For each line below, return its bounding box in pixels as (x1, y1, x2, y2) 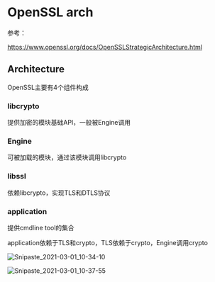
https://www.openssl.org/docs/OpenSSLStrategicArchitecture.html (7, 43, 202, 51)
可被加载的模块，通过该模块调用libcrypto (7, 153, 127, 162)
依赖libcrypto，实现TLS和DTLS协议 (7, 188, 111, 197)
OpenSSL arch (7, 4, 94, 21)
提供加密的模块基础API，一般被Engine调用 (7, 118, 131, 127)
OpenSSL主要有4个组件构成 (7, 83, 89, 91)
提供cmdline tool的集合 (7, 223, 75, 232)
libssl (7, 171, 26, 181)
